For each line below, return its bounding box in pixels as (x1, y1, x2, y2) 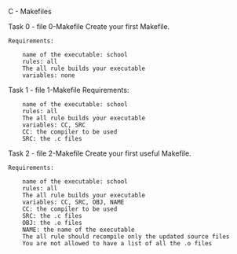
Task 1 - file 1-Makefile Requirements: (8, 86, 129, 94)
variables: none (22, 72, 76, 79)
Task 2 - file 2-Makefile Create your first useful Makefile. (8, 149, 191, 158)
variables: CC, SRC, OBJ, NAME (22, 198, 125, 206)
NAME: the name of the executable (22, 226, 135, 234)
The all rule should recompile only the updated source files (22, 233, 230, 241)
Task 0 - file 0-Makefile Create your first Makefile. (8, 22, 170, 31)
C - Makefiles (8, 7, 53, 16)
